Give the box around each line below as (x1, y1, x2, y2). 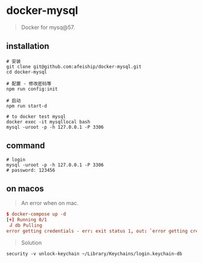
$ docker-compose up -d (6, 211, 66, 218)
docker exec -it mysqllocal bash (6, 119, 91, 125)
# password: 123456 (6, 167, 56, 173)
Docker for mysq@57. (21, 24, 76, 31)
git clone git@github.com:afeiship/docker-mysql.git (6, 63, 142, 70)
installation (6, 41, 50, 51)
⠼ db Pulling (8, 222, 42, 229)
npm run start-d (6, 103, 47, 109)
